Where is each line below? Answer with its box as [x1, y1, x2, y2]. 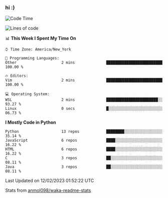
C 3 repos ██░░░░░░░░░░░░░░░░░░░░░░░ [5, 156, 163, 161]
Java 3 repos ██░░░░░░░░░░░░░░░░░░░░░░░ [5, 164, 163, 170]
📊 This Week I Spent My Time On [5, 35, 76, 41]
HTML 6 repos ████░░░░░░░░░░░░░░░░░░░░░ [5, 147, 163, 152]
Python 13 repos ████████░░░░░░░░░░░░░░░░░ [5, 129, 163, 135]
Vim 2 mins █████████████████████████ [5, 78, 163, 83]
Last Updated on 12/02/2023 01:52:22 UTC [5, 178, 94, 184]
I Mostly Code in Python [5, 119, 56, 125]
